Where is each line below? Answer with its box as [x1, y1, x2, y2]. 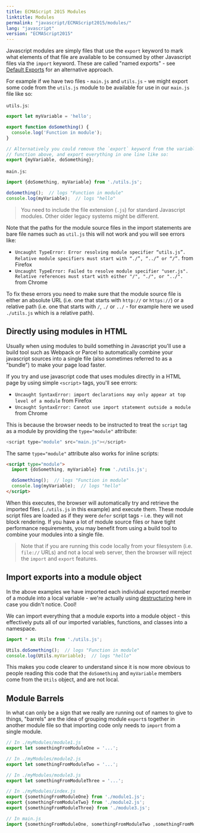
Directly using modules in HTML [6, 327, 128, 337]
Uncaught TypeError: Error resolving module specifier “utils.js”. [14, 249, 186, 255]
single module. [6, 728, 43, 735]
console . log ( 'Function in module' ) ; [11, 129, 102, 136]
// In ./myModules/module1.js [6, 740, 82, 746]
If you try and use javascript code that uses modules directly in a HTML [6, 372, 182, 380]
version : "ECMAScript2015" [6, 31, 73, 37]
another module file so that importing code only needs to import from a [6, 722, 180, 729]
